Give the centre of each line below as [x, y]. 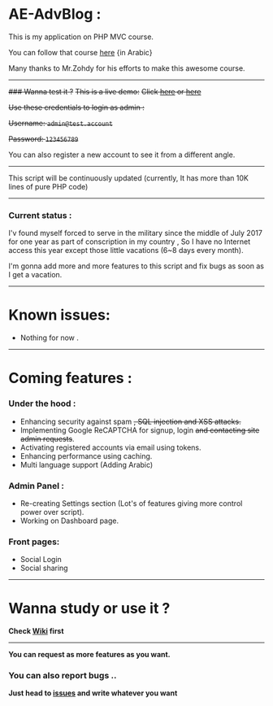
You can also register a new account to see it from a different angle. [122, 155]
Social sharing [44, 568]
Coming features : [70, 378]
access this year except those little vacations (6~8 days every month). [126, 251]
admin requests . [47, 438]
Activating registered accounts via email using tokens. [110, 447]
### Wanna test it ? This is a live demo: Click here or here [105, 91]
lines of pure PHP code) [48, 186]
